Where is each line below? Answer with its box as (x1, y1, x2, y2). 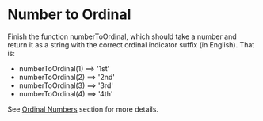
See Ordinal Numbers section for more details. (7, 104, 159, 114)
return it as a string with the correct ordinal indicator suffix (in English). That (7, 40, 255, 49)
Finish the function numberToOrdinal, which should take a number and (7, 32, 237, 41)
